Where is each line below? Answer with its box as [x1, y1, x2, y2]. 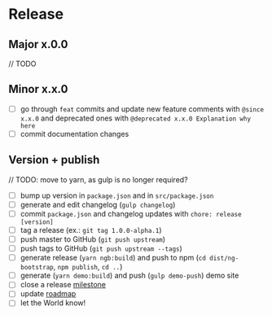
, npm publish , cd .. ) [53, 262, 123, 272]
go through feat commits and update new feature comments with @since [20, 103, 265, 114]
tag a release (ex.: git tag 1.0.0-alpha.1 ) [20, 225, 162, 234]
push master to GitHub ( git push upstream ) [20, 234, 165, 244]
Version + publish [8, 153, 100, 167]
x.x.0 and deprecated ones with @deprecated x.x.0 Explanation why [20, 113, 251, 123]
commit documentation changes [20, 129, 129, 138]
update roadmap [20, 289, 77, 299]
